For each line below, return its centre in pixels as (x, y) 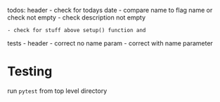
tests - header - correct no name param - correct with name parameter (110, 43)
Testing (30, 72)
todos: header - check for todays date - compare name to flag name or (110, 10)
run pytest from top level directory (57, 91)
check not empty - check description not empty (77, 17)
